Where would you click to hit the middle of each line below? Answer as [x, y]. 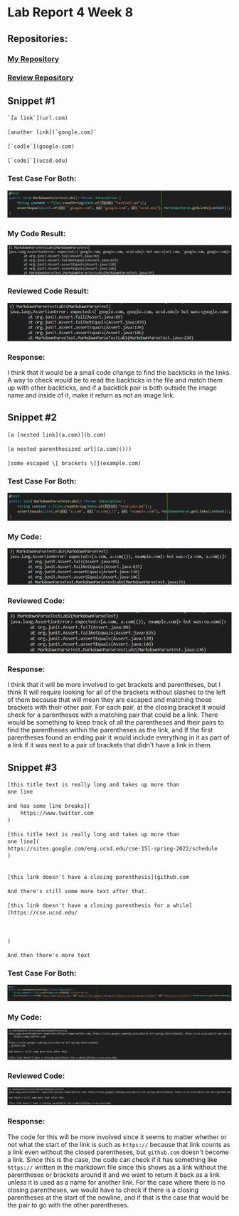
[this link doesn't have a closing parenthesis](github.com [99, 877]
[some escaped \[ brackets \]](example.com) [74, 463]
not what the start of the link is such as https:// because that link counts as [119, 1144]
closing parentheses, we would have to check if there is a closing [103, 1190]
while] [183, 905]
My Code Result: [37, 233]
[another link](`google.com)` [52, 132]
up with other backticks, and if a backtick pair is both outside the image [112, 388]
